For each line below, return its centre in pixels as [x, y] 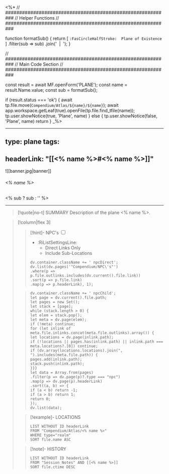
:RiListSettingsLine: [57, 243]
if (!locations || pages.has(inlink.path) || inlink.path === [97, 342]
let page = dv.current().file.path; [68, 298]
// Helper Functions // [37, 18]
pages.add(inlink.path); [56, 360]
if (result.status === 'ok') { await [39, 100]
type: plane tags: [32, 142]
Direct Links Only [63, 248]
